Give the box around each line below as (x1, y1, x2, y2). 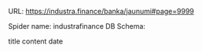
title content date (8, 36, 64, 46)
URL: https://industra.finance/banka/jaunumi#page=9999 (8, 7, 195, 16)
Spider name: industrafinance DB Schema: (8, 22, 145, 30)
